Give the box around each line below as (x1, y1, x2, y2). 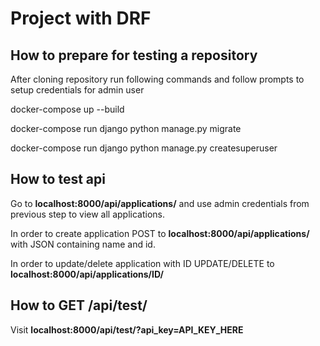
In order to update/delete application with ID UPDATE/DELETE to (10, 257, 275, 269)
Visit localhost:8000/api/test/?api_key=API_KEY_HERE (10, 323, 244, 336)
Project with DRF (10, 7, 152, 30)
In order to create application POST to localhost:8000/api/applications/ (10, 227, 310, 239)
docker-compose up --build (10, 103, 125, 115)
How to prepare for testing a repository (10, 47, 258, 64)
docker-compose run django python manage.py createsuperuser (10, 142, 278, 154)
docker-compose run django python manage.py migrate (10, 123, 242, 134)
